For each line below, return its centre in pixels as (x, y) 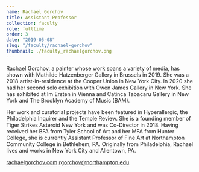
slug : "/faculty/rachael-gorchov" (50, 46)
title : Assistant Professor (42, 18)
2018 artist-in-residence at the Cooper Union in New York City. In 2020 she (99, 81)
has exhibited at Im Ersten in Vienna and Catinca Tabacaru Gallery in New (97, 94)
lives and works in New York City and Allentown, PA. (71, 150)
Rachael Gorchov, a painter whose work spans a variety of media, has (93, 68)
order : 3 (17, 34)
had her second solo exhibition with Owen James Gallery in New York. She (99, 88)
